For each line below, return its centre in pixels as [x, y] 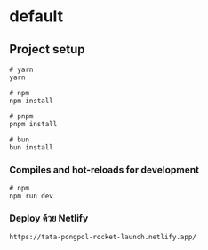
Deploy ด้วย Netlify [49, 218]
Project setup [48, 49]
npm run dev [31, 196]
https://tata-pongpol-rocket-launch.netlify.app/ [103, 237]
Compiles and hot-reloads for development [104, 169]
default [36, 16]
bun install [31, 148]
